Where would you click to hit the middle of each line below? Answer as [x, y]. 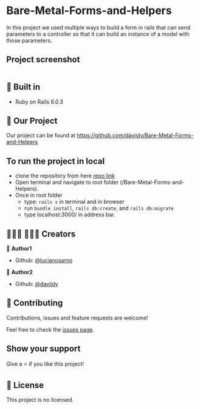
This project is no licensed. [40, 400]
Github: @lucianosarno [44, 260]
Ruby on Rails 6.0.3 [39, 102]
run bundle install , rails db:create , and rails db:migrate [99, 208]
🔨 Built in [23, 87]
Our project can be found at [41, 135]
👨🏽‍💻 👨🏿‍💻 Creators [41, 234]
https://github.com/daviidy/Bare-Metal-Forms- [135, 135]
